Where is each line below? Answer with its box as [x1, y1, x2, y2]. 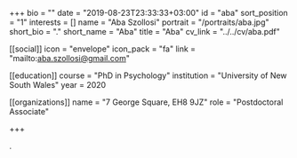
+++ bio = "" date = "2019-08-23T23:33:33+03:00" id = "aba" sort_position [9, 8, 289, 18]
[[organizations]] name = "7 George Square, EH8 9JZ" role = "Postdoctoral [9, 97, 284, 107]
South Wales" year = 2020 [9, 80, 107, 90]
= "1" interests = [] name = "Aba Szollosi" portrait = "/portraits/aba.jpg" [9, 17, 269, 28]
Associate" [9, 107, 50, 116]
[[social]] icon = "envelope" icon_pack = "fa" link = [9, 43, 197, 54]
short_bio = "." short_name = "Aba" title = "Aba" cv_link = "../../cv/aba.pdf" [9, 27, 280, 36]
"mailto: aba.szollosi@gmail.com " [9, 53, 131, 63]
